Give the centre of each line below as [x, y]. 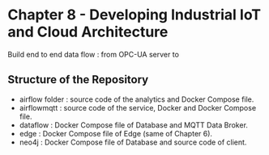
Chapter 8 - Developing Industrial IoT [134, 15]
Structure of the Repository [78, 80]
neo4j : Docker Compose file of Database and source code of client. [133, 142]
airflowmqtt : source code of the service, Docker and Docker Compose [138, 107]
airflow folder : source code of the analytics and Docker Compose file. [137, 99]
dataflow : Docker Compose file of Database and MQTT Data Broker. [134, 125]
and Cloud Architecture [88, 32]
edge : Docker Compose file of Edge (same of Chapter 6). [115, 133]
